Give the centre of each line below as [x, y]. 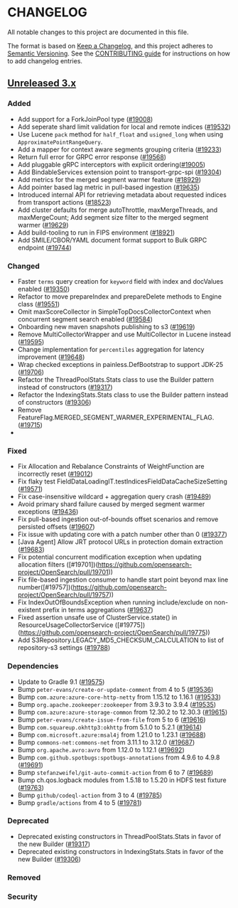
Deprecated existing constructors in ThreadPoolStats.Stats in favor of [119, 836]
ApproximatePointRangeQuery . [60, 141]
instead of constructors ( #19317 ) [65, 387]
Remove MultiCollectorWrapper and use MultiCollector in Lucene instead [124, 334]
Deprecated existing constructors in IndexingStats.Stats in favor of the [120, 851]
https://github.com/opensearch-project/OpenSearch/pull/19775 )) [115, 633]
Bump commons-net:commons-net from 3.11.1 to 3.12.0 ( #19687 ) [106, 742]
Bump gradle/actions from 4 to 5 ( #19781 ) [80, 802]
